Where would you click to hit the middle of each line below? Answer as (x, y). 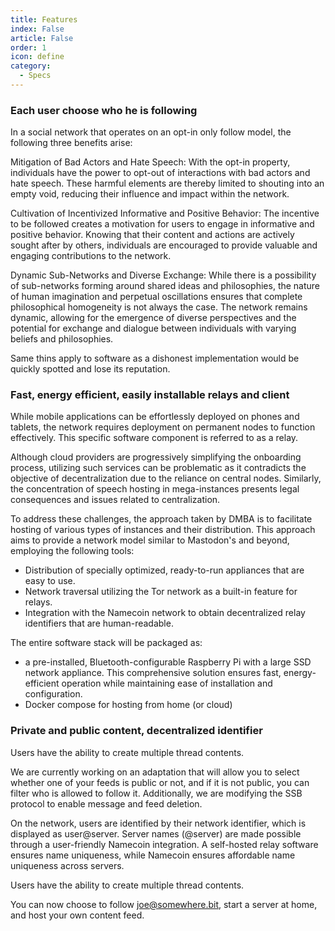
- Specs (35, 76)
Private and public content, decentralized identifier (136, 731)
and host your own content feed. (77, 915)
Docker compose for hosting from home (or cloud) (128, 705)
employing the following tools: (72, 551)
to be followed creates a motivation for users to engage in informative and (162, 224)
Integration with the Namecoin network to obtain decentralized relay (165, 613)
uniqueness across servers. (67, 865)
